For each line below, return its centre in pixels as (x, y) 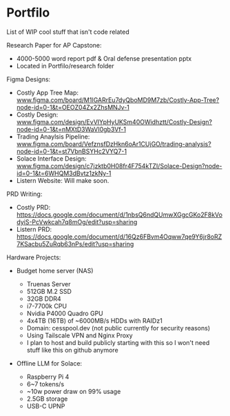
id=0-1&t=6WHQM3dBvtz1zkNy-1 (64, 173)
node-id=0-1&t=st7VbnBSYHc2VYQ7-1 (72, 151)
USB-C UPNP (46, 406)
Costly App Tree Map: (48, 92)
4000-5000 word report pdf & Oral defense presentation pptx (104, 58)
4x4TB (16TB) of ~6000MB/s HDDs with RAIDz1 (94, 320)
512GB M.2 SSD (49, 291)
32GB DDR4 (44, 299)
